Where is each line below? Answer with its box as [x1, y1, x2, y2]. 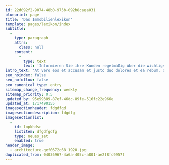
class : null [18, 45, 44, 50]
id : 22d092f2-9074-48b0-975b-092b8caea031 [5, 7, 96, 13]
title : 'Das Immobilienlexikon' [5, 17, 73, 22]
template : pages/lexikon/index [5, 21, 71, 27]
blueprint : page [5, 12, 39, 17]
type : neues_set [14, 134, 49, 139]
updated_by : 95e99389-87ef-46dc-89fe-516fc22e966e [5, 96, 114, 101]
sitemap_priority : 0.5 [5, 92, 53, 97]
